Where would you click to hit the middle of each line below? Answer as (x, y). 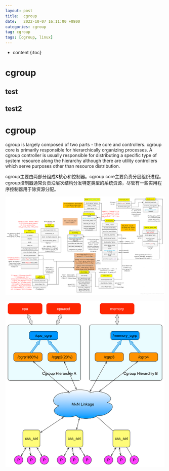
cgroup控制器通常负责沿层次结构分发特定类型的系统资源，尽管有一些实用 (81, 183)
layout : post (19, 11)
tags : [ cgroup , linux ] (29, 37)
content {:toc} (27, 52)
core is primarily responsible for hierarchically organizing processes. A (79, 150)
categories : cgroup (26, 27)
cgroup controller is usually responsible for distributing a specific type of (81, 155)
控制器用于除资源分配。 (34, 189)
